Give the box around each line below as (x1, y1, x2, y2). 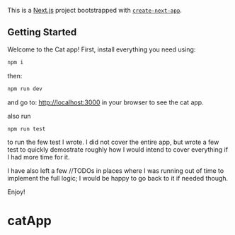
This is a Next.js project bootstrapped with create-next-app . (7, 6, 183, 14)
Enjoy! (7, 188, 26, 196)
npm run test (7, 125, 46, 133)
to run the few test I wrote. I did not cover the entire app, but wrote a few (7, 138, 219, 147)
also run (7, 112, 31, 120)
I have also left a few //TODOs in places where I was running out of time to (7, 167, 224, 175)
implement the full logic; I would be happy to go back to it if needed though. (7, 174, 229, 183)
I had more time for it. (7, 153, 70, 162)
